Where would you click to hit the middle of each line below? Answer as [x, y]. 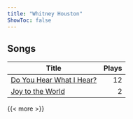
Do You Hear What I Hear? [54, 80]
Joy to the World [38, 92]
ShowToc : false [29, 20]
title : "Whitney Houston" [45, 14]
